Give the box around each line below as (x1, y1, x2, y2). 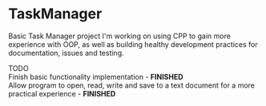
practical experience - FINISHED (8, 88, 116, 98)
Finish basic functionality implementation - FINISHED (8, 72, 183, 81)
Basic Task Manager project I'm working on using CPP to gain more (8, 31, 231, 41)
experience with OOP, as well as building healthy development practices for (8, 39, 258, 49)
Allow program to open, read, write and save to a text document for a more (8, 80, 255, 90)
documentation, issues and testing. (8, 48, 124, 57)
